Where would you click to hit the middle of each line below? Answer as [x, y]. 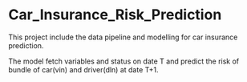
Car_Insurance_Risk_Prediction [115, 15]
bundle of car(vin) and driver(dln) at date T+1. [83, 69]
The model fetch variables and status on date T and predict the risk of [124, 61]
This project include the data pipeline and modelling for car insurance [123, 37]
